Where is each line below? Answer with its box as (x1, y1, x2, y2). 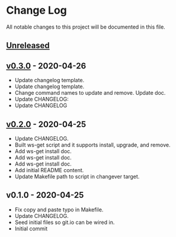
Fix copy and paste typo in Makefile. (14, 206, 104, 213)
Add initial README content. (14, 166, 84, 173)
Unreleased (6, 40, 50, 51)
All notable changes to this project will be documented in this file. (6, 23, 166, 30)
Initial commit (14, 224, 48, 232)
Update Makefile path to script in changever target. (14, 173, 140, 180)
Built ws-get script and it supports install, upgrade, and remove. (14, 141, 171, 148)
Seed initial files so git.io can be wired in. (14, 219, 115, 226)
